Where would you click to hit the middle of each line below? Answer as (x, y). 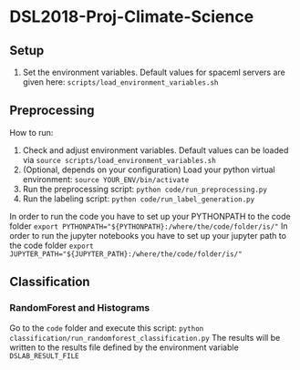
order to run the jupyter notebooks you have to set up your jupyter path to (148, 235)
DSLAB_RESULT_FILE (44, 356)
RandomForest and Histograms (80, 308)
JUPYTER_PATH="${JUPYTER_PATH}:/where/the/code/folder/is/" (126, 254)
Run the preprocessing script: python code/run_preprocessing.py (145, 189)
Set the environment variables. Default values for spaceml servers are (154, 72)
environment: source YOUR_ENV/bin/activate (106, 179)
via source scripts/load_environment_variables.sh (119, 159)
